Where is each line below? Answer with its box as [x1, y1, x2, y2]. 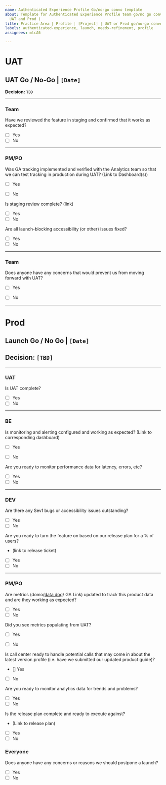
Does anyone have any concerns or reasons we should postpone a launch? [5, 759, 158, 766]
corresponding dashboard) [5, 434, 60, 440]
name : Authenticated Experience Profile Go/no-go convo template [5, 7, 142, 12]
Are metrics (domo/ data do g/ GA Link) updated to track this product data [5, 591, 154, 597]
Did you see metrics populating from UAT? [5, 621, 91, 627]
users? [5, 538, 19, 544]
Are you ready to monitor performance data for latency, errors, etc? [5, 464, 142, 470]
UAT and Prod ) [9, 16, 41, 21]
